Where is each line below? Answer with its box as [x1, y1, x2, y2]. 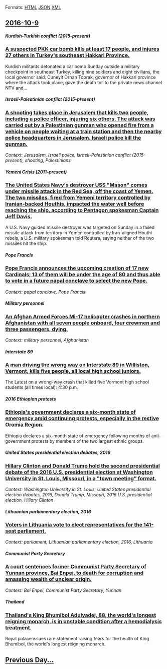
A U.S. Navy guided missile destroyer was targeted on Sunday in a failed [5, 224, 155, 231]
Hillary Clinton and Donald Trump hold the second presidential [5, 462, 160, 469]
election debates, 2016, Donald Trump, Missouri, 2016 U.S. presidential [5, 492, 152, 498]
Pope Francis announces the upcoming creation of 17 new [5, 264, 149, 272]
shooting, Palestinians [25, 157, 71, 163]
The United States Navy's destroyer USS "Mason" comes [5, 181, 148, 188]
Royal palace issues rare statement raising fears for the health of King [5, 636, 149, 642]
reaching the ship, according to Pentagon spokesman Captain [5, 207, 159, 214]
